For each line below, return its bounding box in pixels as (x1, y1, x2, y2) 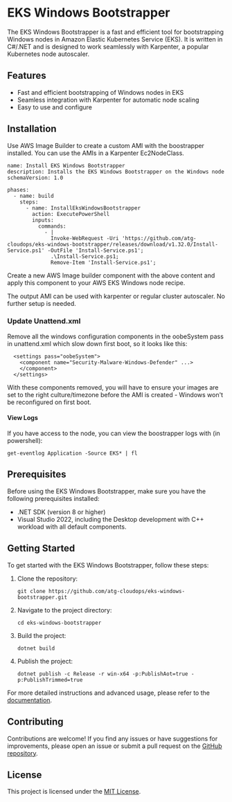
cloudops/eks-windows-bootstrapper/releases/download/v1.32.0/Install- (7, 241, 218, 248)
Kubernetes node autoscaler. (7, 50, 90, 58)
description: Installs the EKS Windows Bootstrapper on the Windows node (7, 168, 225, 175)
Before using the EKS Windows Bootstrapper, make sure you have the (7, 486, 206, 495)
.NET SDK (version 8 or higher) (17, 507, 106, 516)
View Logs (7, 414, 38, 422)
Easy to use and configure (17, 102, 92, 111)
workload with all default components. (17, 522, 127, 531)
